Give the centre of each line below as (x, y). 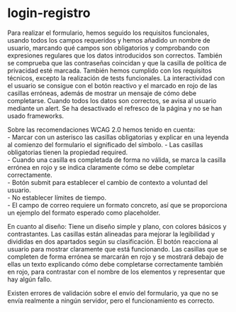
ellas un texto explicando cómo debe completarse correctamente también (115, 264)
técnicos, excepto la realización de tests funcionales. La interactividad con (116, 78)
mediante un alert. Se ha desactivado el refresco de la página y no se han (115, 108)
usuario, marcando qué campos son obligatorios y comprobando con (108, 48)
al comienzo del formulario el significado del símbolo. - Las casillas (105, 144)
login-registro (49, 13)
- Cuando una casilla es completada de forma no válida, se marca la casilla (117, 160)
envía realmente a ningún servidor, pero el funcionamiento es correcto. (111, 301)
